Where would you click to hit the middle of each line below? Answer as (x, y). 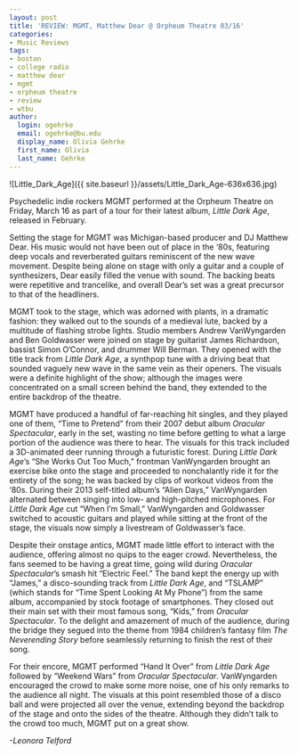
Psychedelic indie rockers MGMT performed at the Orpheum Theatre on (141, 201)
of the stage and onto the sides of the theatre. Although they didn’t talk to (144, 713)
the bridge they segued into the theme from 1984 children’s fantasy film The (148, 630)
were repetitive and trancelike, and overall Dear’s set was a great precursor (147, 284)
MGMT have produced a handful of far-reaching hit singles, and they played (149, 414)
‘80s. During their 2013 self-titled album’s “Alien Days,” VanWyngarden (138, 489)
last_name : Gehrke (52, 158)
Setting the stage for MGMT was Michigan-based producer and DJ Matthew (149, 237)
